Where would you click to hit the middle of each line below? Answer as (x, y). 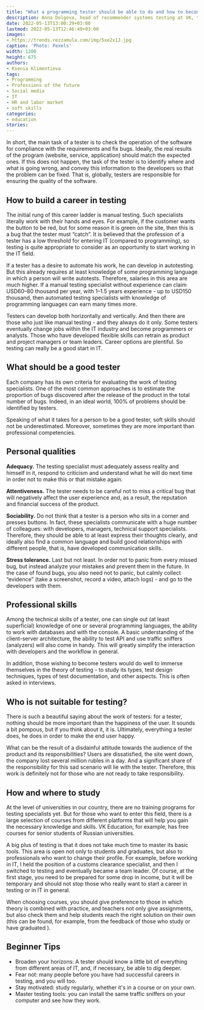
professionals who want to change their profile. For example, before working (102, 858)
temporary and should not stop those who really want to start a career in (97, 884)
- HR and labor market (35, 102)
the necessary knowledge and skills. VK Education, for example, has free (98, 827)
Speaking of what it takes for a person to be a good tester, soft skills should (101, 420)
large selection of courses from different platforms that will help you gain (97, 820)
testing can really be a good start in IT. (55, 348)
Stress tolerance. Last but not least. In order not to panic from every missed (102, 559)
